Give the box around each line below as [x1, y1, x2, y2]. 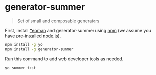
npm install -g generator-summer [5, 46, 74, 52]
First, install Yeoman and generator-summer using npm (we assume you [5, 27, 151, 33]
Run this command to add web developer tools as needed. [5, 56, 124, 62]
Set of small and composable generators [17, 18, 100, 24]
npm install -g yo [5, 42, 43, 47]
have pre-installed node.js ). [5, 33, 61, 38]
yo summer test [5, 65, 36, 70]
